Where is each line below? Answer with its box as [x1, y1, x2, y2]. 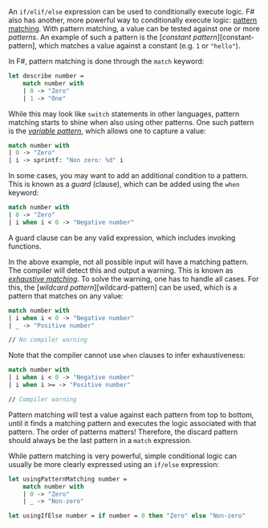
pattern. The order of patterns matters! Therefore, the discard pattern [8, 427, 238, 437]
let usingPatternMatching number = [8, 475, 128, 483]
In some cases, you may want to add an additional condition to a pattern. [8, 171, 249, 181]
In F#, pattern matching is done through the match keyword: [8, 56, 205, 66]
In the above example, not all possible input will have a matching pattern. [8, 257, 249, 266]
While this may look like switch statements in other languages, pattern [8, 108, 240, 119]
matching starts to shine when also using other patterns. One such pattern [8, 117, 254, 127]
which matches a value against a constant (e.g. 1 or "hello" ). [39, 41, 241, 51]
